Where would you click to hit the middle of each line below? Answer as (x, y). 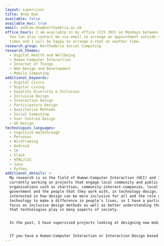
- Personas (20, 137)
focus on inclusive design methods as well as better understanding (81, 205)
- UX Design (22, 123)
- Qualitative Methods (32, 110)
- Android (19, 146)
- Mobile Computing (29, 73)
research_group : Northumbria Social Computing (53, 46)
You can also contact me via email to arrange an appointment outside (83, 37)
